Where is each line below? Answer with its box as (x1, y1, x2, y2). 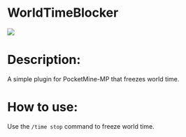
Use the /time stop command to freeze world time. (7, 122, 155, 130)
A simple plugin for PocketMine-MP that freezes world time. (7, 74, 180, 83)
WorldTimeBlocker (7, 5, 119, 21)
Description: (7, 52, 81, 67)
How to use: (7, 99, 78, 115)
